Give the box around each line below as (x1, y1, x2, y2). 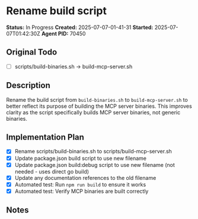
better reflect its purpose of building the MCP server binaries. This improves (6, 102, 193, 109)
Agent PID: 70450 (41, 30, 86, 37)
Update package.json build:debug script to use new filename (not (14, 161, 175, 168)
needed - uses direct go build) (14, 168, 90, 175)
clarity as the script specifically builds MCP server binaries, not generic (6, 108, 181, 116)
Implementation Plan (6, 132, 85, 143)
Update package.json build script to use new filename (14, 154, 147, 162)
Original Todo (6, 47, 58, 57)
